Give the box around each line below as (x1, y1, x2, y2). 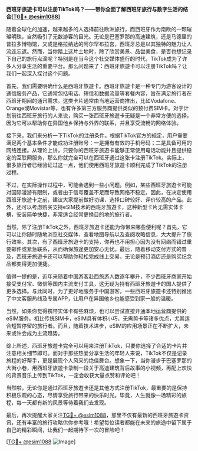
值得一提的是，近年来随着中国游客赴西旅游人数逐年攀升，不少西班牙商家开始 (6, 273, 192, 280)
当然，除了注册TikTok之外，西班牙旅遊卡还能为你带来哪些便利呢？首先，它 (6, 224, 187, 230)
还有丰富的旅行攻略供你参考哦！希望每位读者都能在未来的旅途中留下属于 (16, 419, 192, 426)
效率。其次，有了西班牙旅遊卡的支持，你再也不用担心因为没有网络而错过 (11, 238, 187, 245)
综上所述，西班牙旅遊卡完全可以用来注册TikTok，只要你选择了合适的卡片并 (6, 342, 187, 349)
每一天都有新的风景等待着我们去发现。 (16, 399, 110, 406)
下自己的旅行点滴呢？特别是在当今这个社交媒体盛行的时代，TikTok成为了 (6, 55, 183, 62)
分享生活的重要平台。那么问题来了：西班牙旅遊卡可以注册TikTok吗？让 (16, 63, 187, 70)
